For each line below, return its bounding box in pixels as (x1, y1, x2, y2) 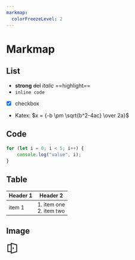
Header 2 (39, 192, 63, 199)
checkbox (14, 100, 40, 107)
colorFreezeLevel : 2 (11, 16, 63, 22)
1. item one (37, 200, 66, 208)
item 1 (8, 204, 25, 211)
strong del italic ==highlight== (14, 82, 91, 89)
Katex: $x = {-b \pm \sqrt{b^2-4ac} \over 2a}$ (14, 112, 130, 119)
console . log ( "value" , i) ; (17, 152, 82, 158)
